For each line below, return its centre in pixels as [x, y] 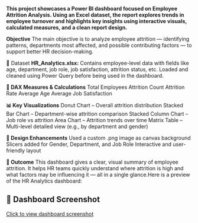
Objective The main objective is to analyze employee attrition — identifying [98, 39]
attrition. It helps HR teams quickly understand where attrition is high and [95, 168]
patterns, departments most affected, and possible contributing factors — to [99, 45]
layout [34, 150]
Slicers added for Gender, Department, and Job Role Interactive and [89, 144]
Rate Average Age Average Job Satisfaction [59, 93]
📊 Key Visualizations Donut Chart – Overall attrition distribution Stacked [95, 105]
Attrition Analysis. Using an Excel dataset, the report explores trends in [95, 15]
